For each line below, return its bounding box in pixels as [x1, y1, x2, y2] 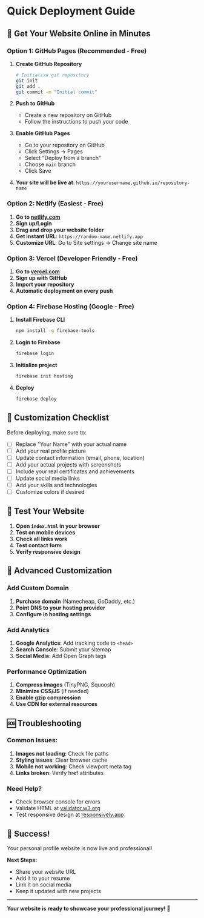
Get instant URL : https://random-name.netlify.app [15, 232, 143, 240]
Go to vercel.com [15, 268, 60, 275]
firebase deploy [15, 396, 57, 402]
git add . [15, 83, 41, 89]
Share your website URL [15, 868, 76, 875]
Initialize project [15, 362, 58, 369]
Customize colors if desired [15, 488, 85, 496]
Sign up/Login [15, 219, 52, 227]
